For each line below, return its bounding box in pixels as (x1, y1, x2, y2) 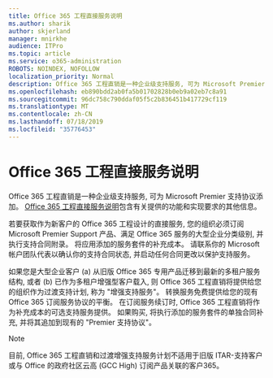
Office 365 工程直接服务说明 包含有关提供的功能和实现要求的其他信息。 (24, 201, 262, 211)
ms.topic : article (8, 50, 71, 58)
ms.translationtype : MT (8, 102, 89, 111)
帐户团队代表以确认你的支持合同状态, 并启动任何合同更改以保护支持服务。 (8, 249, 254, 259)
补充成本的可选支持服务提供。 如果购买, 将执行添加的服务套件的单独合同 (15, 306, 257, 317)
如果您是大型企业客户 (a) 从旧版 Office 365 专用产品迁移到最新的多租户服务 (8, 266, 261, 276)
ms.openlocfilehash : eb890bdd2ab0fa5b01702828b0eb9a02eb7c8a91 (8, 87, 227, 96)
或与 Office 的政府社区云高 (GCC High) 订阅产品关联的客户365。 (8, 360, 224, 370)
